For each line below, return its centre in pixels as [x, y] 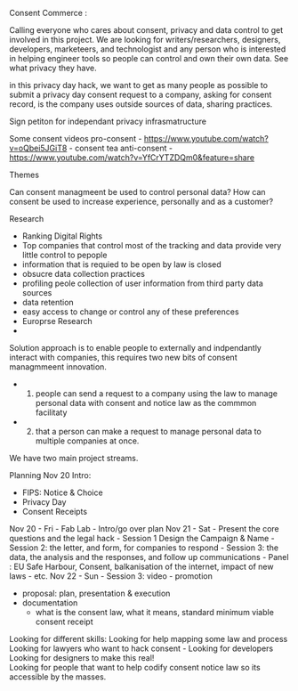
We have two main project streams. [74, 458]
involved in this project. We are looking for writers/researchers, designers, [145, 40]
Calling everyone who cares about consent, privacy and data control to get [146, 30]
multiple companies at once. [87, 441]
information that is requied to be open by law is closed [122, 264]
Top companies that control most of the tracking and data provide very [152, 245]
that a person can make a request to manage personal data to [149, 431]
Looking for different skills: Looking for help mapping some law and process [149, 639]
